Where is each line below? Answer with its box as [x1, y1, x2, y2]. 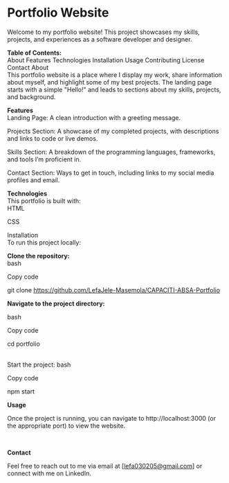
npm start [7, 387, 35, 396]
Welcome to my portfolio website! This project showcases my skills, [7, 28, 200, 36]
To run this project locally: [7, 238, 82, 247]
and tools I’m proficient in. [7, 155, 82, 164]
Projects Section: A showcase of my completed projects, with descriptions [7, 127, 219, 135]
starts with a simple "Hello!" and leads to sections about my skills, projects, [7, 85, 221, 94]
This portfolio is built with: [7, 196, 81, 205]
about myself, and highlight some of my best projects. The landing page [7, 78, 212, 86]
